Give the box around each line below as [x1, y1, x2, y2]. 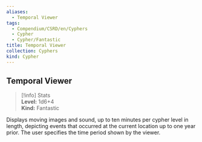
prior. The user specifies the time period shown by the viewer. [6, 129, 161, 136]
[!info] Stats [21, 91, 51, 99]
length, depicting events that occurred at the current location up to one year [6, 123, 196, 130]
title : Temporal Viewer [6, 43, 67, 49]
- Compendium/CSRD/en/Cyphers [11, 25, 88, 32]
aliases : [6, 8, 28, 15]
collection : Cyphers [6, 48, 59, 54]
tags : [6, 20, 20, 26]
